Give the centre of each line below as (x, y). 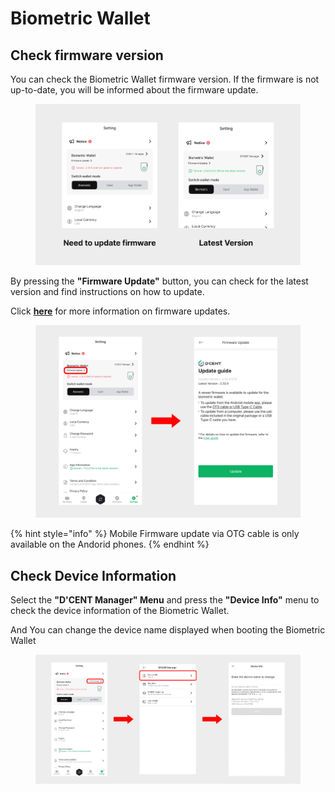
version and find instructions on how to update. (107, 292)
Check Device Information (93, 575)
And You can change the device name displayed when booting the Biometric (168, 630)
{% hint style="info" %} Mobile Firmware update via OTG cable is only (155, 534)
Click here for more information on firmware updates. (120, 311)
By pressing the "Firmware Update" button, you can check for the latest (159, 281)
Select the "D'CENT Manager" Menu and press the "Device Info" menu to (165, 600)
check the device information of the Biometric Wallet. (120, 611)
